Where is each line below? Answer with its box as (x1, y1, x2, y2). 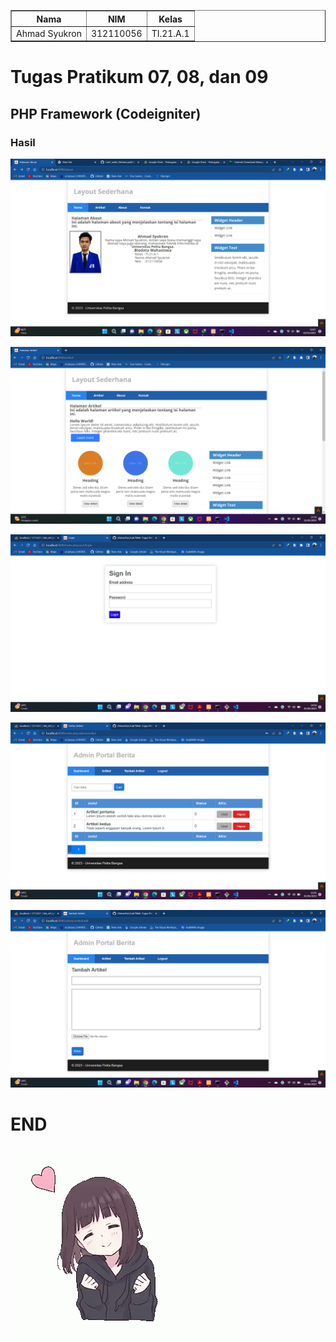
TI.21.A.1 (151, 27, 190, 39)
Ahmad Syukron (16, 27, 82, 39)
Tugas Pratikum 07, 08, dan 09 (10, 66, 269, 89)
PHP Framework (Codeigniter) (10, 105, 202, 122)
